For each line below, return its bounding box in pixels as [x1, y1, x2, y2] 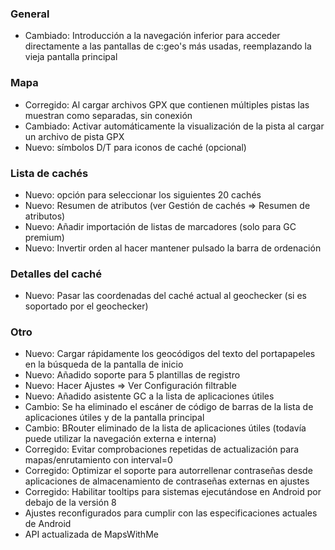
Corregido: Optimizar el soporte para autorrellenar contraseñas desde [24, 465, 313, 477]
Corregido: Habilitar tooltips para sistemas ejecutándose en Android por [24, 486, 322, 498]
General [10, 7, 50, 21]
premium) [24, 231, 65, 243]
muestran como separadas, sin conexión [24, 109, 193, 121]
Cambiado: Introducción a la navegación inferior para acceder [24, 30, 281, 42]
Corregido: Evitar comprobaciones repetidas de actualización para [24, 443, 300, 456]
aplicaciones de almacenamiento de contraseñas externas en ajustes [24, 475, 310, 487]
